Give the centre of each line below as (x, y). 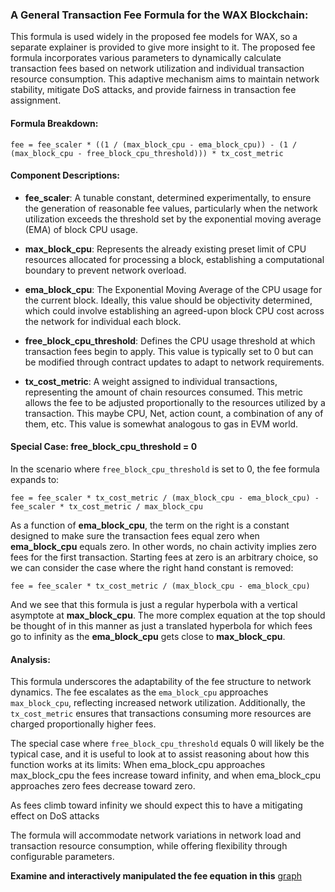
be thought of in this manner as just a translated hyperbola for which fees (161, 625)
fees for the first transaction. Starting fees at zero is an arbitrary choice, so (164, 557)
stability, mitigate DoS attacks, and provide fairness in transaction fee (153, 90)
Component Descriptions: (65, 175)
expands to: (35, 479)
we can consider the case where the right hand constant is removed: (152, 567)
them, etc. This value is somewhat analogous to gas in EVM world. (161, 424)
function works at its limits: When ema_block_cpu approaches (138, 765)
